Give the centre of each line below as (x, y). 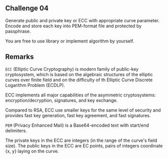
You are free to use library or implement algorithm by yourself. (70, 41)
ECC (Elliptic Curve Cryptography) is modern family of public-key (72, 69)
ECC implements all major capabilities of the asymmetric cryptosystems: (80, 95)
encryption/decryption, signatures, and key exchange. (62, 100)
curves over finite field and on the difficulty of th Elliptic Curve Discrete (79, 80)
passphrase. (18, 31)
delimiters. (16, 130)
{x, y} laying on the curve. (32, 151)
